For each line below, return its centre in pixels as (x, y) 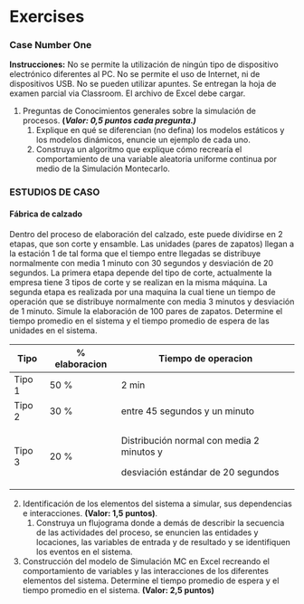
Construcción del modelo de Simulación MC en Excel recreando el (146, 561)
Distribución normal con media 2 (190, 440)
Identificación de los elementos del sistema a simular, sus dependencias (157, 503)
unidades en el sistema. (53, 330)
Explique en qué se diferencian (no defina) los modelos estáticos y (160, 130)
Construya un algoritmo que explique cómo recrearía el (139, 149)
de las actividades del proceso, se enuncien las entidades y (147, 532)
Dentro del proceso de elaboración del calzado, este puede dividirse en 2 (146, 234)
